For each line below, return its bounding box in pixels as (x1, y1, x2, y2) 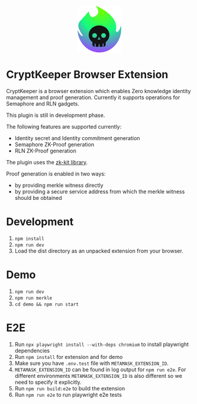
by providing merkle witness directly (14, 182, 104, 189)
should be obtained (14, 194, 62, 201)
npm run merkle (14, 295, 53, 301)
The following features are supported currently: (6, 123, 122, 130)
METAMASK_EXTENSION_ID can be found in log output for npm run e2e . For (14, 365, 186, 373)
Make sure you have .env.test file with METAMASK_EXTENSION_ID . (14, 360, 169, 367)
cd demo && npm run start (14, 301, 79, 307)
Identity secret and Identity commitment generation (14, 134, 140, 142)
